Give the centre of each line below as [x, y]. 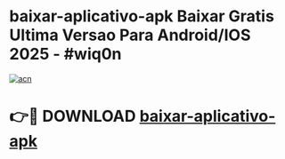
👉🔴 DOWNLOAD [73, 116]
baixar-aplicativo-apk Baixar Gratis [142, 16]
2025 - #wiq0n [65, 54]
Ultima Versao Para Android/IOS [130, 35]
